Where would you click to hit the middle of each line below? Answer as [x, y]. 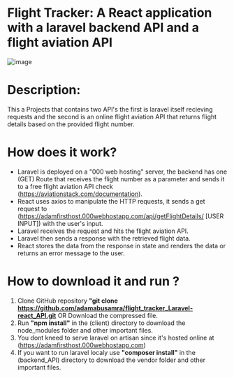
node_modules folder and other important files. [85, 330]
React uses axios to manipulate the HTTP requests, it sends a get [111, 201]
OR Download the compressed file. [108, 315]
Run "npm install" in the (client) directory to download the [101, 323]
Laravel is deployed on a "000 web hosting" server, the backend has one [122, 172]
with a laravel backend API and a [103, 28]
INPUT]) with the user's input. [60, 223]
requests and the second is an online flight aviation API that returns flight [112, 116]
